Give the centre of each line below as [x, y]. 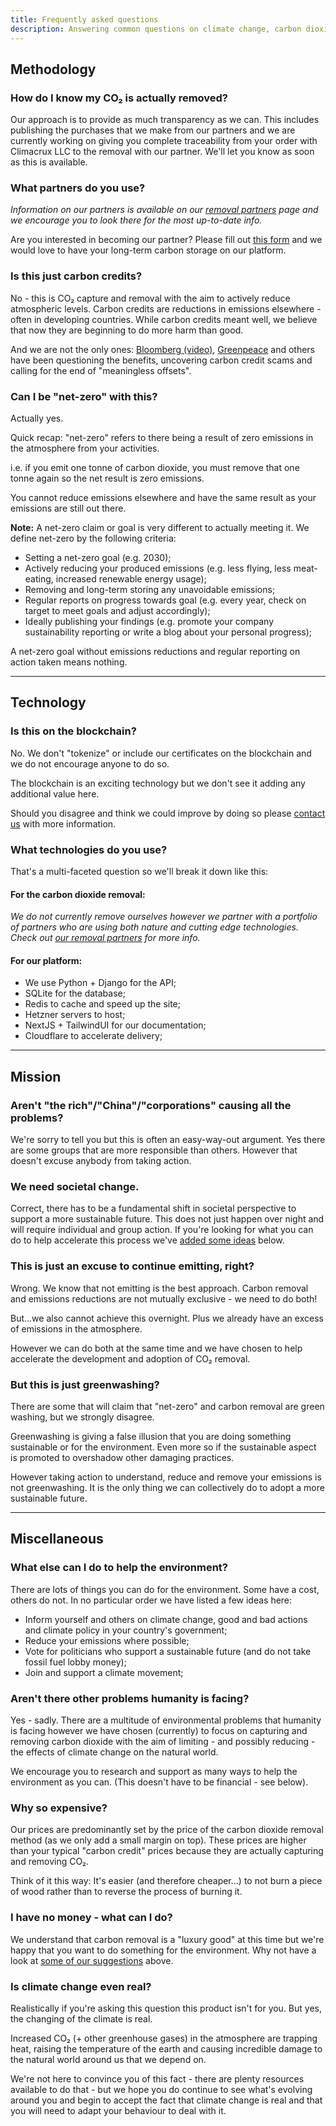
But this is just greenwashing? [85, 1384]
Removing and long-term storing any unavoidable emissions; [150, 590]
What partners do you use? [78, 188]
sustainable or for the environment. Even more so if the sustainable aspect [163, 1447]
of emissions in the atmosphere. [76, 1328]
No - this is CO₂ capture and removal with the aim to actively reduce [150, 298]
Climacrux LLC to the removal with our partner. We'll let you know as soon [162, 152]
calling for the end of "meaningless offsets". [101, 370]
